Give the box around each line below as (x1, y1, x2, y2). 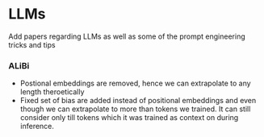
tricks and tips (8, 39, 56, 49)
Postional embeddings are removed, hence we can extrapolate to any (19, 78, 252, 89)
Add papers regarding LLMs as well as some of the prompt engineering (8, 31, 245, 41)
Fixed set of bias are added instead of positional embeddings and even (19, 96, 257, 106)
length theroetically (19, 87, 85, 97)
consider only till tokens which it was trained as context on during (19, 113, 239, 122)
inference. (19, 122, 55, 131)
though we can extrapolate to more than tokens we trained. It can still (19, 104, 251, 114)
